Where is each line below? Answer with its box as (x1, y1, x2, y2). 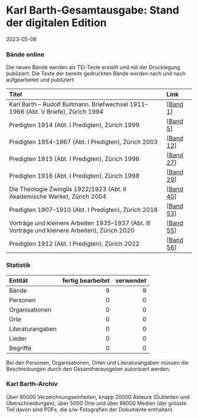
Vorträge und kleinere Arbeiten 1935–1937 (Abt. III (9, 219, 151, 227)
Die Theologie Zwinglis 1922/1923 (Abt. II (9, 185, 127, 194)
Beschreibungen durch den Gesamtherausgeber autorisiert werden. (6, 365, 171, 372)
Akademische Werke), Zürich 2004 (9, 192, 107, 201)
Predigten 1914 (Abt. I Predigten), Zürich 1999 (9, 121, 140, 129)
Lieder (9, 334, 27, 342)
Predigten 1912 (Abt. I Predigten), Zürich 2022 (9, 240, 140, 248)
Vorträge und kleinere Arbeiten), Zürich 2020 (9, 227, 134, 235)
